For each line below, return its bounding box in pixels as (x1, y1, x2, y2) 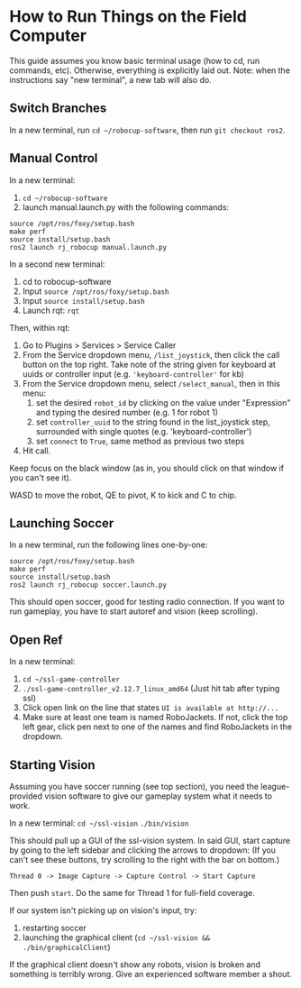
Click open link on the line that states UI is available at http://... (22, 702, 279, 713)
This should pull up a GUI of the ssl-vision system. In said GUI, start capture (9, 836, 291, 846)
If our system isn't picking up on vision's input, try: (9, 905, 197, 916)
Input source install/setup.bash (22, 295, 146, 306)
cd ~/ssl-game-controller (22, 675, 120, 684)
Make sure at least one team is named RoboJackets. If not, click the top (22, 712, 288, 723)
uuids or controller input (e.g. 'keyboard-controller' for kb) (22, 368, 245, 380)
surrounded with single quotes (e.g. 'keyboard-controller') (35, 425, 252, 436)
